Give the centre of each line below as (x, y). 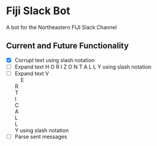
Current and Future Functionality (67, 46)
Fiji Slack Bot (38, 11)
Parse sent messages (41, 137)
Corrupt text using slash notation (55, 60)
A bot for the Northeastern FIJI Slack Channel (61, 27)
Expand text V (32, 73)
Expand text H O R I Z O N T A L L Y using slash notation (83, 67)
